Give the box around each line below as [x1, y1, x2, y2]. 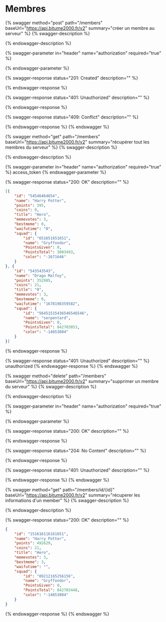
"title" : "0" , [14, 287, 44, 293]
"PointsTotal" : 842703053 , [23, 325, 80, 330]
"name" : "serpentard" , [23, 315, 71, 320]
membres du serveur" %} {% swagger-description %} [5, 144, 117, 150]
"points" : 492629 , [14, 541, 53, 546]
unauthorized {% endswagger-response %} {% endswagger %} [5, 363, 138, 369]
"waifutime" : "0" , [14, 226, 53, 231]
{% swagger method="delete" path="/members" [5, 373, 107, 379]
